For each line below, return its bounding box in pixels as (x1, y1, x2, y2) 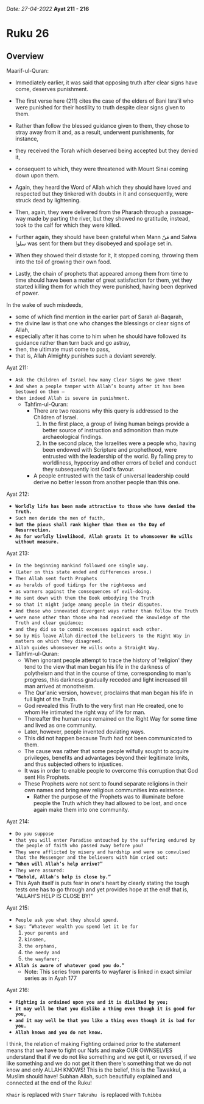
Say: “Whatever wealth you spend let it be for (15, 924, 138, 930)
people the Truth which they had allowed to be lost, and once (33, 800, 187, 806)
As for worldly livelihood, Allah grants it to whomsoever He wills (15, 534, 193, 540)
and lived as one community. (24, 721, 97, 729)
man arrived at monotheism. (24, 683, 96, 690)
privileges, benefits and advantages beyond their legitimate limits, (24, 754, 190, 761)
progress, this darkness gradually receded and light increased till (24, 676, 188, 683)
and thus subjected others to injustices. (24, 760, 124, 768)
